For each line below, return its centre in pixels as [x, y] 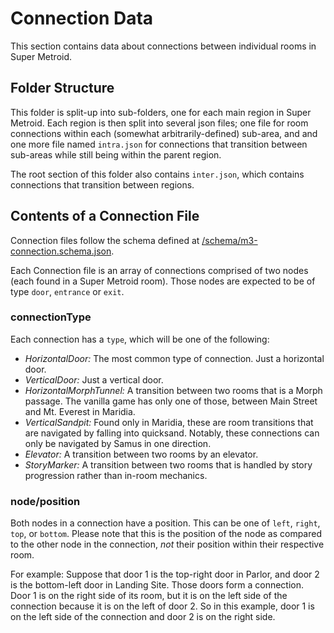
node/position [45, 501]
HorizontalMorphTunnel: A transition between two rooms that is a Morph [173, 390]
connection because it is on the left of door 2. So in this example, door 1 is [162, 606]
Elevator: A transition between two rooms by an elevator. [141, 454]
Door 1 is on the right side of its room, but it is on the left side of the [149, 596]
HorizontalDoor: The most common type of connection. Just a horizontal [174, 358]
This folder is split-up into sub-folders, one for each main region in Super [161, 112]
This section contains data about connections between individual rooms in [163, 46]
